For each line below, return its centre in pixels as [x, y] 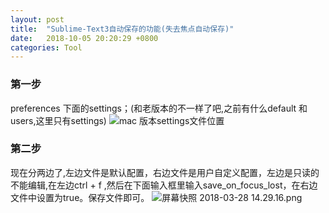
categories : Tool [46, 47]
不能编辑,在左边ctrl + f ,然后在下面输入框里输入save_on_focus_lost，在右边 [164, 185]
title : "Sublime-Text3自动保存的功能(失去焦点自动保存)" [122, 29]
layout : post [37, 19]
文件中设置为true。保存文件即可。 [80, 197]
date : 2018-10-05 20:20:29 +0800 [84, 38]
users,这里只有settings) [58, 120]
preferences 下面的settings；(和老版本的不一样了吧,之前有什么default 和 [159, 108]
